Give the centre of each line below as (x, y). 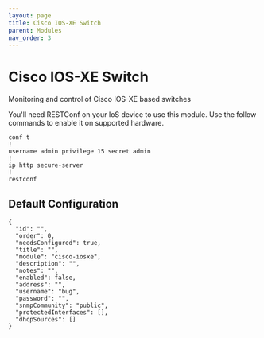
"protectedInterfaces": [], (62, 313)
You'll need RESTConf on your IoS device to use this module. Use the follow (132, 115)
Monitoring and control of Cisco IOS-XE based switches (100, 99)
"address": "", (41, 285)
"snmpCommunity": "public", (62, 305)
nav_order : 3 (30, 38)
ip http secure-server (46, 165)
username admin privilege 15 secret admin (80, 152)
